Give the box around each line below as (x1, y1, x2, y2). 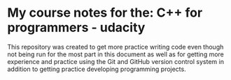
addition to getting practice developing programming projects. (7, 65, 187, 73)
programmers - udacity (7, 19, 146, 35)
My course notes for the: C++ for (7, 5, 203, 21)
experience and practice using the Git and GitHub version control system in (7, 57, 224, 65)
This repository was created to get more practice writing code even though (7, 42, 224, 51)
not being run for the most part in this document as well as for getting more (7, 50, 224, 58)
